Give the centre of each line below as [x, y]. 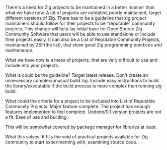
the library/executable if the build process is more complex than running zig [83, 86]
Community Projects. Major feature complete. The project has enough [78, 106]
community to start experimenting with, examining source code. [71, 142]
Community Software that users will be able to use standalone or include [80, 34]
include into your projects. [32, 65]
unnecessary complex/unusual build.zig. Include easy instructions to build [82, 81]
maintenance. [19, 50]
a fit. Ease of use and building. [37, 117]
